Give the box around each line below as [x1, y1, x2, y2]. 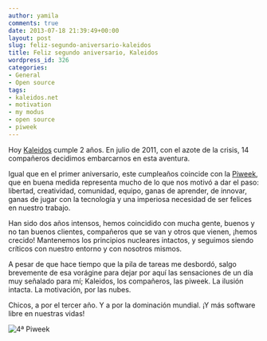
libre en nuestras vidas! [8, 308, 85, 318]
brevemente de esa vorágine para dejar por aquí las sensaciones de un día [8, 268, 253, 277]
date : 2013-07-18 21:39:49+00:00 [8, 26, 120, 34]
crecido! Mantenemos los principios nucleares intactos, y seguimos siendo [8, 235, 253, 244]
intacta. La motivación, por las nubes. [8, 284, 132, 294]
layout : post [8, 34, 52, 42]
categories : [8, 64, 48, 72]
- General [8, 71, 41, 79]
